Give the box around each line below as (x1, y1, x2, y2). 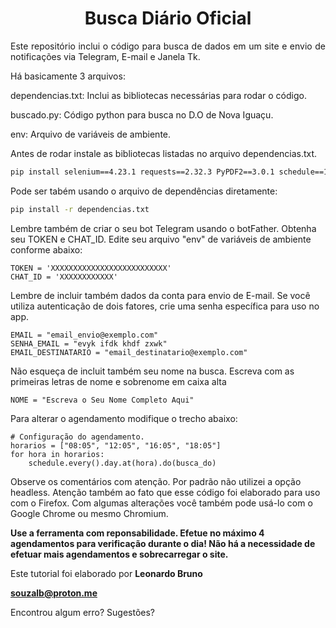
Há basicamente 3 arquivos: (10, 70, 126, 82)
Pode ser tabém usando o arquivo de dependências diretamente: (10, 185, 278, 197)
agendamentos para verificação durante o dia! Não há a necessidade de (10, 537, 316, 549)
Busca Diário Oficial (84, 7, 252, 30)
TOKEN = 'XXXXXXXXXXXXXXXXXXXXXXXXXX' (10, 263, 172, 273)
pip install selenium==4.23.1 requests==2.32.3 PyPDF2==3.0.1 (10, 167, 275, 177)
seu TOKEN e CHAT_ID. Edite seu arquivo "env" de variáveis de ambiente (10, 233, 312, 245)
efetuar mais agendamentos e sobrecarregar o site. (10, 548, 229, 560)
